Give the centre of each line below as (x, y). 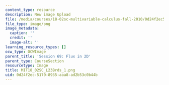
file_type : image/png (28, 24)
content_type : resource (30, 10)
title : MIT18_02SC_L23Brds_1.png (40, 70)
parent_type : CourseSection (35, 61)
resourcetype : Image (27, 65)
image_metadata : (22, 28)
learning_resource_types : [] (36, 47)
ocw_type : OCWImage (26, 51)
